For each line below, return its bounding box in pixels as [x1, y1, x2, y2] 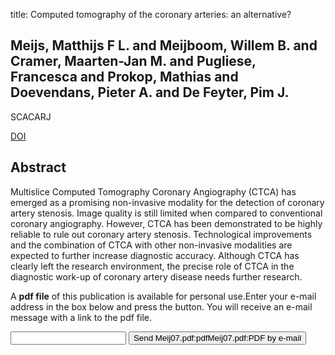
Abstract [10, 159, 67, 176]
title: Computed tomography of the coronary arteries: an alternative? [10, 9, 292, 20]
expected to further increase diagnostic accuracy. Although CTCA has [10, 249, 300, 261]
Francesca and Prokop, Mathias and [10, 69, 239, 86]
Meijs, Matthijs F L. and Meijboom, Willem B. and [10, 37, 318, 54]
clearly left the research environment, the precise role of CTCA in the [10, 260, 295, 272]
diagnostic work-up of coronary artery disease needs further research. [10, 270, 303, 283]
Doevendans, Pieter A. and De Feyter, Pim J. [10, 84, 290, 101]
